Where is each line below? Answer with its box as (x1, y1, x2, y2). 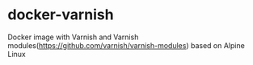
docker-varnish (7, 6, 114, 24)
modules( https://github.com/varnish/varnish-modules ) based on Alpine (7, 40, 246, 50)
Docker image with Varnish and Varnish (7, 32, 139, 42)
